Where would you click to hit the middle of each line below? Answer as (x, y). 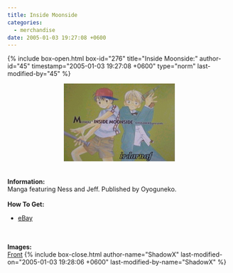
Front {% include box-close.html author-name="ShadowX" (93, 255)
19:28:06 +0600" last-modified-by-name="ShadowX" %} (142, 262)
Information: (26, 182)
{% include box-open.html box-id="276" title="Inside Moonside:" (103, 59)
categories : (25, 22)
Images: (20, 247)
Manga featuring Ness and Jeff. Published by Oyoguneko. (92, 189)
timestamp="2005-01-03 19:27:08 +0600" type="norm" (114, 66)
